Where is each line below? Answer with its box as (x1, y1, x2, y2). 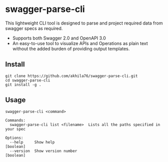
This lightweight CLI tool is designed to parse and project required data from (5, 20, 163, 26)
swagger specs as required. (5, 25, 63, 31)
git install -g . (5, 82, 42, 87)
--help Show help (10, 139, 55, 144)
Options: (5, 135, 24, 140)
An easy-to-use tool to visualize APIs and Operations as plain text (12, 40, 148, 46)
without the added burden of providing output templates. (12, 45, 130, 51)
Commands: (5, 117, 26, 123)
